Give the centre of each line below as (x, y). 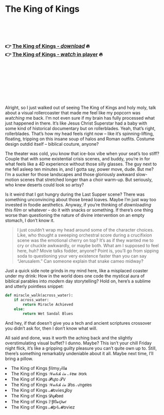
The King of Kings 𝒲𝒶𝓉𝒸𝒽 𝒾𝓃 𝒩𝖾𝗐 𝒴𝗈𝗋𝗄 (49, 373)
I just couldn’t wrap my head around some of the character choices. (85, 230)
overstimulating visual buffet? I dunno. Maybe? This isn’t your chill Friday (78, 343)
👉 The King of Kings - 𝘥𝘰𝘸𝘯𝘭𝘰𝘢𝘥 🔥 (47, 46)
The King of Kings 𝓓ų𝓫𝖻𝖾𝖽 (37, 395)
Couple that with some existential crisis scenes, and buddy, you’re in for (78, 159)
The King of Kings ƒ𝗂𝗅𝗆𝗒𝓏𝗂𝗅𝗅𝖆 (39, 368)
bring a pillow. (19, 359)
